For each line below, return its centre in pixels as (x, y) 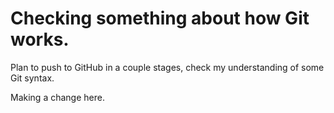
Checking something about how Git (160, 18)
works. (40, 39)
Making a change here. (57, 97)
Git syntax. (32, 78)
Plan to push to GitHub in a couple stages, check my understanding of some (167, 67)
